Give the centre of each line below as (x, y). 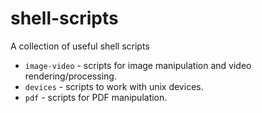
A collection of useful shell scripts (80, 46)
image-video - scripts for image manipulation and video (138, 65)
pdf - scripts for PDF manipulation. (96, 97)
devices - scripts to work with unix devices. (114, 86)
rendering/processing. (70, 76)
